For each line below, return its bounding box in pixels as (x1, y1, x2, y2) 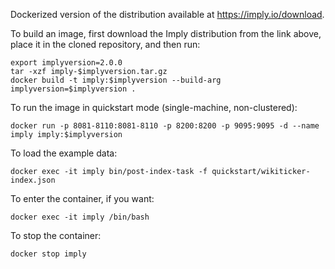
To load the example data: (10, 147, 118, 159)
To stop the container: (10, 230, 102, 241)
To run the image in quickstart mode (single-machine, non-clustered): (10, 102, 298, 113)
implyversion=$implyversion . (10, 84, 137, 94)
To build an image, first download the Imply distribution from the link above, (10, 28, 322, 39)
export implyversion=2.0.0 (10, 58, 123, 68)
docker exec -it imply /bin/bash (10, 212, 150, 222)
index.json (10, 175, 56, 185)
